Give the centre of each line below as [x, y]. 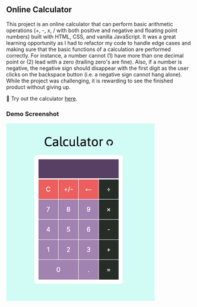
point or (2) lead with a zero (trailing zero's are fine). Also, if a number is [94, 62]
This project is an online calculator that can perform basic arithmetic [90, 24]
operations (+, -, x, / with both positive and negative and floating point [92, 30]
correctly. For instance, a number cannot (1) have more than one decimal [95, 55]
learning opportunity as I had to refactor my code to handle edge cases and [99, 43]
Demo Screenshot [33, 114]
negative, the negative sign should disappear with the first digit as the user [97, 68]
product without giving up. [39, 87]
